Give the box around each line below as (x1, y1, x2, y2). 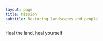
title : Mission (5, 12, 37, 17)
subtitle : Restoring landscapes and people (5, 16, 98, 21)
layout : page (5, 7, 33, 12)
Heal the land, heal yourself (5, 30, 63, 36)
